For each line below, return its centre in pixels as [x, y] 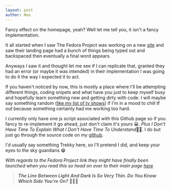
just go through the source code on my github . [54, 135]
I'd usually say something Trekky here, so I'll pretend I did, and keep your [83, 145]
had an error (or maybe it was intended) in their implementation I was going [85, 71]
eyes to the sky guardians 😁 [35, 150]
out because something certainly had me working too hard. [68, 108]
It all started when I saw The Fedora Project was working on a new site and [85, 45]
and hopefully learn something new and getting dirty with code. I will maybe [85, 98]
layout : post [19, 10]
